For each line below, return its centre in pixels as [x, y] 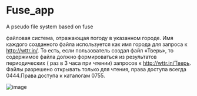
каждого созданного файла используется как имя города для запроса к [97, 44]
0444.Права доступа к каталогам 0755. [56, 75]
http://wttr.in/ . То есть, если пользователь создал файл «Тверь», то [90, 50]
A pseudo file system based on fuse [50, 27]
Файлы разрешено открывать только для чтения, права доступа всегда [96, 69]
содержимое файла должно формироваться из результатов [81, 57]
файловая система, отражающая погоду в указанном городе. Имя [90, 38]
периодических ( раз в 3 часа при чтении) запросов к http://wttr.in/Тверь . [98, 63]
